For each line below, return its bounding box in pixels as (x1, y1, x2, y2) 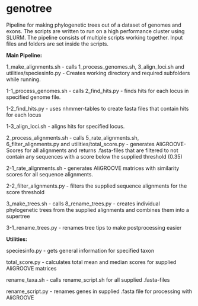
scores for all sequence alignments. (6, 170, 94, 178)
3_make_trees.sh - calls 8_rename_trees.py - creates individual (6, 200, 160, 207)
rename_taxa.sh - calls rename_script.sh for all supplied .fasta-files (6, 276, 170, 283)
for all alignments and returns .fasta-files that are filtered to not (24, 147, 179, 154)
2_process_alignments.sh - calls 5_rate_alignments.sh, (6, 134, 139, 141)
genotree (6, 2, 52, 15)
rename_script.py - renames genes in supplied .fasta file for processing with (6, 288, 193, 295)
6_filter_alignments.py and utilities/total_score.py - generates (6, 140, 155, 147)
